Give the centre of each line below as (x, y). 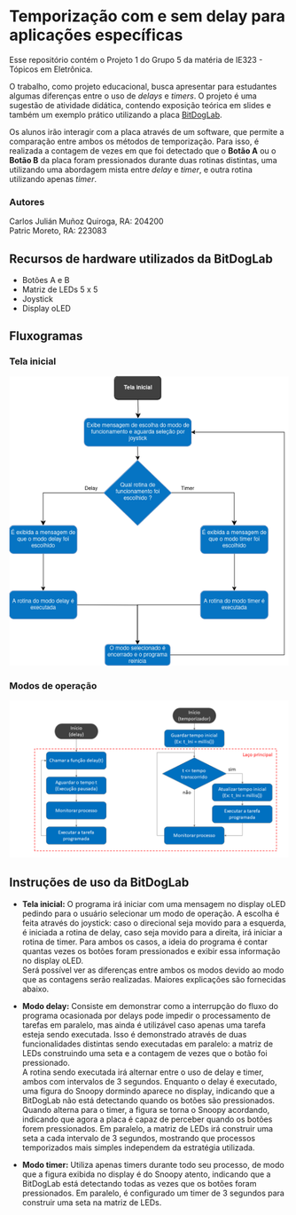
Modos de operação (53, 686)
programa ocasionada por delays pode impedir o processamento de (146, 1015)
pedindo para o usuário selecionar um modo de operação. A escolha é (151, 913)
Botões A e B (46, 280)
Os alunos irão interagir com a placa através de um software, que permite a (147, 131)
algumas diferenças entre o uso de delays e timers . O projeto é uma (133, 96)
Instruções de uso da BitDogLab (99, 883)
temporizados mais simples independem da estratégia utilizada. (138, 1148)
